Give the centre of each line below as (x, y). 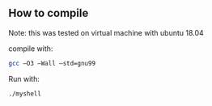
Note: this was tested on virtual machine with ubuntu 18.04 (106, 32)
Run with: (24, 78)
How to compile (49, 13)
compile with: (31, 49)
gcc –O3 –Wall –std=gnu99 (52, 63)
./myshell (25, 93)
